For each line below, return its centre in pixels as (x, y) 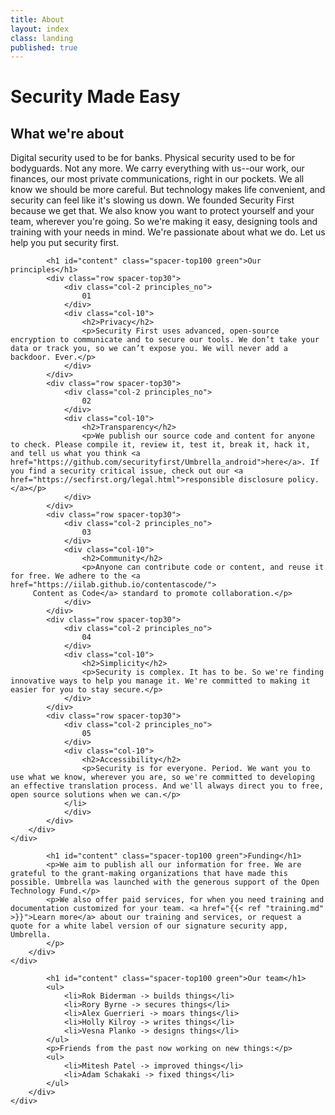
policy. (303, 480)
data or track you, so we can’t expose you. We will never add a (149, 349)
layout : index (40, 29)
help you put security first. (65, 243)
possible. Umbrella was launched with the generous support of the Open (165, 882)
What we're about (67, 133)
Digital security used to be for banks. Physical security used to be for (153, 158)
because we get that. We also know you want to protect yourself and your (162, 211)
